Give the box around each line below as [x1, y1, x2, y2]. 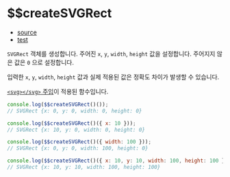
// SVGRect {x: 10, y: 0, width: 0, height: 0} [7, 126, 146, 133]
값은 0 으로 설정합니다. [14, 58, 74, 67]
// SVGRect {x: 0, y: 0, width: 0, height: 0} [7, 107, 142, 115]
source [16, 28, 38, 36]
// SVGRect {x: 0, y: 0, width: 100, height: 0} [7, 145, 149, 152]
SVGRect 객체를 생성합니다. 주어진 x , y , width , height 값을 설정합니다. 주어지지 [7, 49, 216, 58]
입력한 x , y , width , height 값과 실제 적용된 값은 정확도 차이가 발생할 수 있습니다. [7, 73, 220, 81]
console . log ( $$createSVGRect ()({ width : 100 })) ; [7, 139, 152, 145]
